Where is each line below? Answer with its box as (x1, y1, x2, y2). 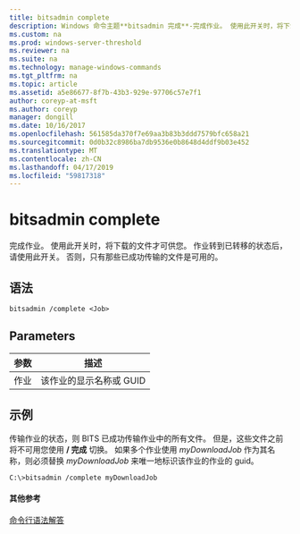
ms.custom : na (9, 30, 62, 38)
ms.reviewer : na (9, 47, 70, 55)
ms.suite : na (9, 55, 58, 64)
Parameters (9, 328, 76, 344)
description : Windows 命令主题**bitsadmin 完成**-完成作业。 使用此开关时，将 (9, 21, 284, 30)
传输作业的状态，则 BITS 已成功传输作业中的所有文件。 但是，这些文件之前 (9, 433, 284, 444)
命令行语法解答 (9, 514, 64, 525)
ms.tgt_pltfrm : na (9, 72, 78, 81)
